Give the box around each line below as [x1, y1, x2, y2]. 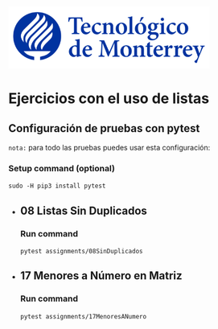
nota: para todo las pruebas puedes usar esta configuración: [8, 143, 211, 152]
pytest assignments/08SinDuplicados [19, 247, 143, 255]
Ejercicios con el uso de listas [8, 89, 210, 108]
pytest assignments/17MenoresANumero [19, 312, 147, 320]
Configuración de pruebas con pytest [8, 121, 200, 135]
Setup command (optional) [8, 162, 115, 174]
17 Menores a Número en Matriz [19, 269, 183, 283]
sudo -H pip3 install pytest [8, 182, 106, 191]
